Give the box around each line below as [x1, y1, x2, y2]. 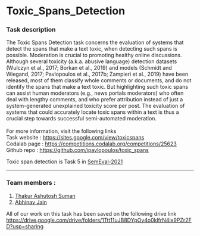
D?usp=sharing [6, 222, 43, 230]
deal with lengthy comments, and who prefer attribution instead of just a [6, 96, 183, 103]
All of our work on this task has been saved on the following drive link [6, 210, 177, 217]
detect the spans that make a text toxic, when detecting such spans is [6, 45, 177, 52]
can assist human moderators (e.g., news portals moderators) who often [6, 89, 184, 97]
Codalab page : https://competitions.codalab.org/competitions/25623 [6, 140, 177, 147]
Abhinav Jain [14, 198, 47, 206]
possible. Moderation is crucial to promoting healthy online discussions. [6, 52, 182, 59]
